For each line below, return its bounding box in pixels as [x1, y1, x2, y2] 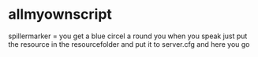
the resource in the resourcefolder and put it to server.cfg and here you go [8, 39, 250, 48]
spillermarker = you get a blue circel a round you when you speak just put [8, 31, 248, 41]
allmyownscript [8, 5, 113, 23]
